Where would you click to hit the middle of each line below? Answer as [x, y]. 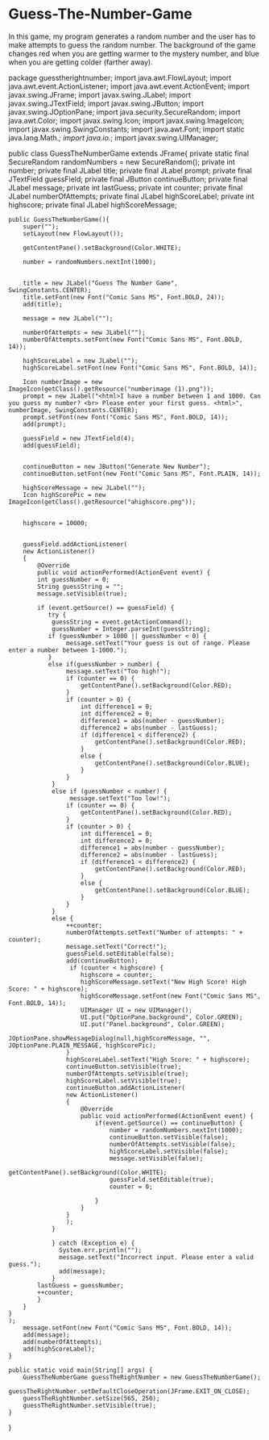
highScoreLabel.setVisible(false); [169, 1151]
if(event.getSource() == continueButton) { [169, 1123]
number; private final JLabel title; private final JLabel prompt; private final [130, 170]
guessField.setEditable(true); [162, 1179]
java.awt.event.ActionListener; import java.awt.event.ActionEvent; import [129, 86]
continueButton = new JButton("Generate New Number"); [117, 466]
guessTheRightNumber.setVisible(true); [90, 1405]
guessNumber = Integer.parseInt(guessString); [131, 629]
